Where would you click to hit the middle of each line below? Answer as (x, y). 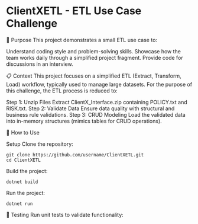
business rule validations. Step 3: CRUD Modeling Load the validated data (96, 114)
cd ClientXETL (24, 160)
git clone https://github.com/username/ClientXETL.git (75, 155)
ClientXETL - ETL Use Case (74, 11)
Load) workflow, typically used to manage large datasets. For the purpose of (99, 84)
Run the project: (26, 193)
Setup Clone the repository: (40, 144)
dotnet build (22, 182)
